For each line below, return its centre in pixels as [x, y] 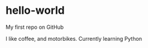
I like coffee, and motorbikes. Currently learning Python [74, 38]
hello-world [35, 10]
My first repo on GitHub [35, 27]
